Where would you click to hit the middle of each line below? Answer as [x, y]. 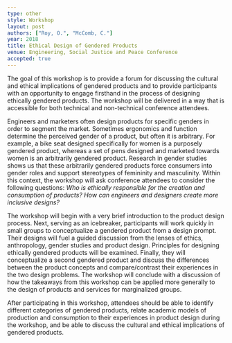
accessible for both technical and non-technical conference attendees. [108, 107]
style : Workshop [30, 20]
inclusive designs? [34, 202]
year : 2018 [23, 39]
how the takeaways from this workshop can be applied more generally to [111, 282]
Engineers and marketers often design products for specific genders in [108, 121]
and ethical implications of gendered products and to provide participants [112, 86]
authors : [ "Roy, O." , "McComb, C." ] [60, 33]
